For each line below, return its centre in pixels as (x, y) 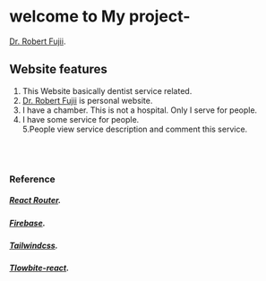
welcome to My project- (100, 17)
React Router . (35, 200)
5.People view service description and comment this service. (135, 129)
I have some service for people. (81, 119)
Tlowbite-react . (39, 268)
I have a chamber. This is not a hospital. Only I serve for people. (140, 110)
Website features (58, 69)
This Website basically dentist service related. (107, 90)
